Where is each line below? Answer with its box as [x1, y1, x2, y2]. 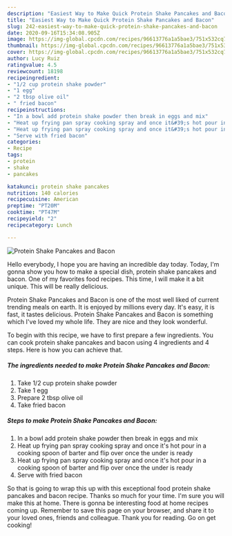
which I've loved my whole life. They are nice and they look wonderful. [7, 317, 208, 325]
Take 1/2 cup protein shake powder [17, 379, 117, 387]
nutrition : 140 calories [7, 189, 79, 197]
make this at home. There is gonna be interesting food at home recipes [7, 499, 209, 507]
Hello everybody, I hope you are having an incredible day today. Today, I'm [7, 260, 220, 268]
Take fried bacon [17, 401, 66, 409]
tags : [7, 151, 23, 159]
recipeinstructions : [7, 106, 67, 113]
